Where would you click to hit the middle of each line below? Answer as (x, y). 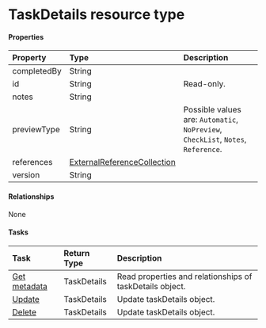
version (26, 175)
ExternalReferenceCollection (122, 162)
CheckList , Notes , (215, 139)
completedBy (37, 71)
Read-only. (204, 84)
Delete (25, 312)
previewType (36, 130)
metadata (30, 286)
